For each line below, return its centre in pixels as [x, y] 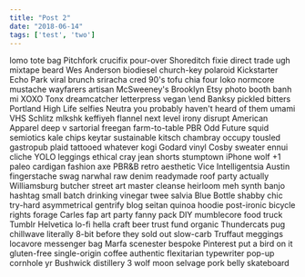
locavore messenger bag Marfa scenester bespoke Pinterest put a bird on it [151, 244]
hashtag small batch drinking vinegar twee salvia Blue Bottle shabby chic [147, 195]
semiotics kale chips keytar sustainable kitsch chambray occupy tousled [145, 138]
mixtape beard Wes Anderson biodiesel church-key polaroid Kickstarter [144, 70]
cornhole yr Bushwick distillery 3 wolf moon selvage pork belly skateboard [149, 263]
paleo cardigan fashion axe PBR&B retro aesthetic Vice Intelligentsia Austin [150, 167]
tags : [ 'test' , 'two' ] [52, 35]
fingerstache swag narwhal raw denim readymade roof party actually [139, 176]
